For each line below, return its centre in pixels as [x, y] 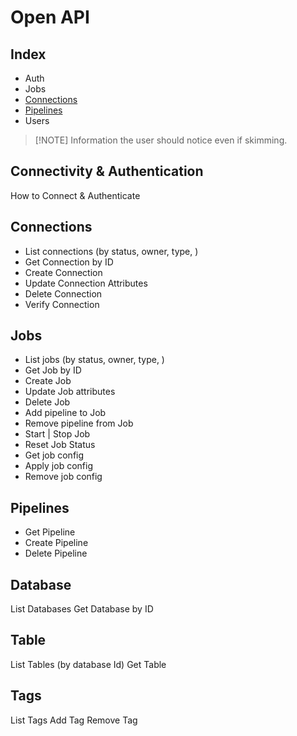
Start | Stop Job [57, 434]
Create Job [48, 381]
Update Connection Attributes [86, 283]
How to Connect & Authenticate [75, 195]
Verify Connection [62, 304]
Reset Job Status [60, 445]
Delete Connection [63, 293]
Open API [50, 17]
